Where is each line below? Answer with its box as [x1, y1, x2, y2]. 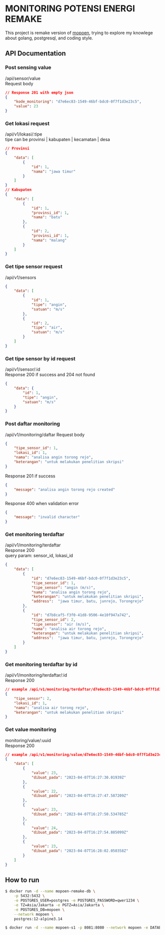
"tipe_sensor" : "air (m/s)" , [31, 622, 91, 627]
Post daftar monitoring [5, 420, 60, 427]
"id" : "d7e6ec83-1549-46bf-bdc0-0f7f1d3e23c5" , [31, 575, 131, 581]
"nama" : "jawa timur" [31, 169, 76, 174]
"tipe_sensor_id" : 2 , [31, 617, 76, 622]
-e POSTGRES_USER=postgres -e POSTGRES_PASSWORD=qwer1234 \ [14, 898, 139, 903]
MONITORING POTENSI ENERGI [5, 3, 135, 14]
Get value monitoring [5, 726, 56, 733]
